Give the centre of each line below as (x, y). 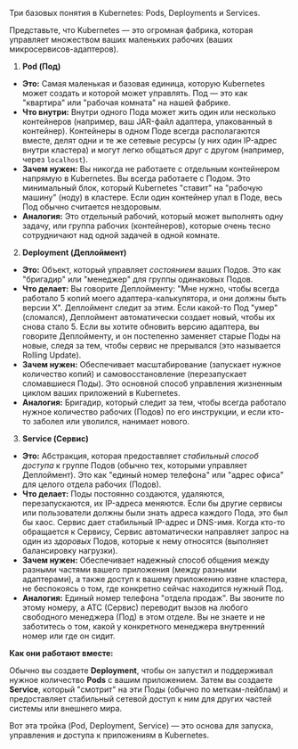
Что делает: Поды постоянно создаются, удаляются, (123, 494)
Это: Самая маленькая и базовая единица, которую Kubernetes (143, 83)
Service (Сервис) (55, 439)
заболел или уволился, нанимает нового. (111, 421)
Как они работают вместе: (61, 653)
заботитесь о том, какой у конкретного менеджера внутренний (143, 626)
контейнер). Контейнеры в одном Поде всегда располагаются (141, 131)
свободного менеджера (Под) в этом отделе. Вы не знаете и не (143, 617)
